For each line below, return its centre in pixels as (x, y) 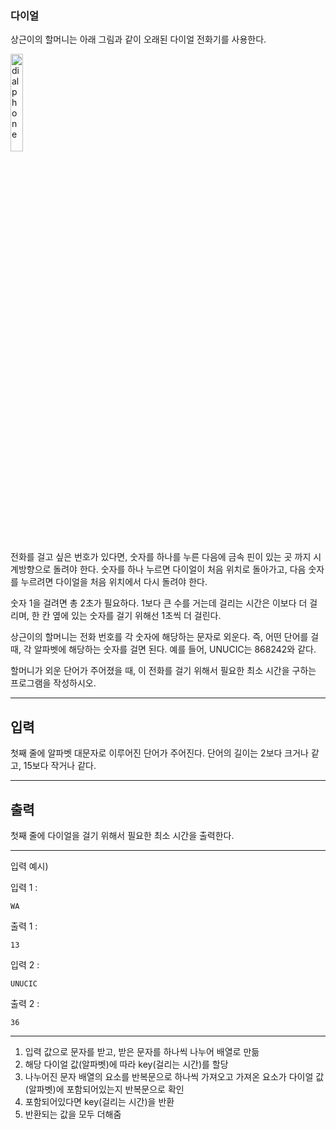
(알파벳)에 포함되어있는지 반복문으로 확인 (104, 1089)
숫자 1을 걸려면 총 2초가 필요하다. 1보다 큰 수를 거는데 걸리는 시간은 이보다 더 (159, 603)
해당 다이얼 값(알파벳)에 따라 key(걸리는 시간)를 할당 (126, 1064)
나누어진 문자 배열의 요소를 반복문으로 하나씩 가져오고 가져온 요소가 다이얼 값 (174, 1076)
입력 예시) (29, 866)
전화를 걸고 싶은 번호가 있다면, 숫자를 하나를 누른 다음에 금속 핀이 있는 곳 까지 (161, 557)
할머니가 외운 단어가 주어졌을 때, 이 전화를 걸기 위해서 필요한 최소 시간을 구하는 (163, 671)
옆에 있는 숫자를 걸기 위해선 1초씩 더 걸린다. (137, 616)
